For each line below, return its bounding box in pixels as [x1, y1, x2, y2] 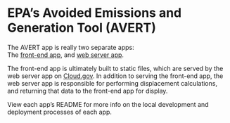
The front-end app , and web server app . [7, 51, 124, 59]
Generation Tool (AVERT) [7, 20, 157, 36]
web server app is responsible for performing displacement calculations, [7, 79, 218, 87]
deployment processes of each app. [7, 108, 113, 116]
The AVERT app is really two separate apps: [7, 43, 135, 51]
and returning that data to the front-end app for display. [7, 86, 168, 95]
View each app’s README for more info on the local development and [7, 100, 209, 108]
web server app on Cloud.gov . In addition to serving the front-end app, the [7, 72, 224, 80]
